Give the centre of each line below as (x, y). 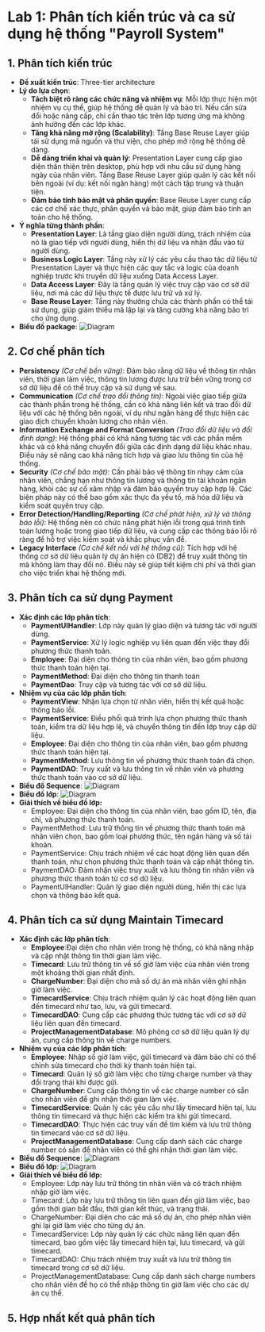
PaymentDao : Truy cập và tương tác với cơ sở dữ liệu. (119, 684)
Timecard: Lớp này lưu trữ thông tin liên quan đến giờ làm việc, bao (140, 1200)
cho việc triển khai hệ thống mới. (73, 573)
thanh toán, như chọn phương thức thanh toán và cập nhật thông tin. (142, 862)
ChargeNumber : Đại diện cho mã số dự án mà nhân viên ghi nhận (138, 981)
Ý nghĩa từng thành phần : (61, 225)
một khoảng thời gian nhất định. (83, 973)
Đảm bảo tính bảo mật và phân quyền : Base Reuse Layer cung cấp (141, 200)
